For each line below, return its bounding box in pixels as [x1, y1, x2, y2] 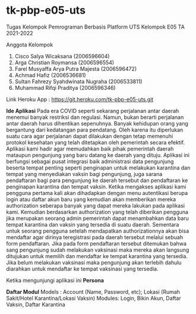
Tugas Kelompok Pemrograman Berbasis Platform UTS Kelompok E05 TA [6, 23, 185, 30]
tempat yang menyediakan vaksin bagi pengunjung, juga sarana [6, 170, 163, 177]
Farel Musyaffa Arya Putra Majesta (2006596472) [14, 65, 137, 72]
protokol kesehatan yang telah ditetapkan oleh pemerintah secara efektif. [6, 139, 185, 146]
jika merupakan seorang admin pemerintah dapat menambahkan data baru [6, 215, 189, 222]
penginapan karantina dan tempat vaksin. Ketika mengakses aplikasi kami [6, 183, 186, 190]
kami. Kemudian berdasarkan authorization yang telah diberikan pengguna [6, 208, 189, 215]
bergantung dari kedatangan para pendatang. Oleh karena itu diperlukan [6, 126, 184, 133]
